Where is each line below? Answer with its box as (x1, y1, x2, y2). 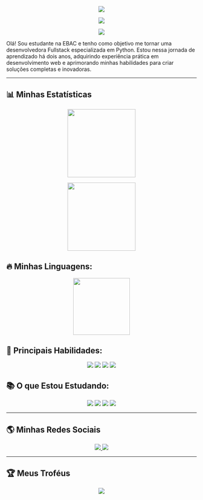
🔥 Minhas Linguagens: (6, 261, 92, 272)
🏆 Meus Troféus (6, 468, 71, 479)
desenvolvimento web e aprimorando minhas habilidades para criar (6, 59, 174, 66)
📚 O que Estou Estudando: (6, 381, 109, 391)
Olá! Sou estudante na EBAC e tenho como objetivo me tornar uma (6, 40, 172, 47)
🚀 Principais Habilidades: (6, 345, 103, 356)
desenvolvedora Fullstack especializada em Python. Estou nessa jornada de (6, 46, 195, 53)
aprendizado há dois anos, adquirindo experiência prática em (6, 53, 159, 60)
